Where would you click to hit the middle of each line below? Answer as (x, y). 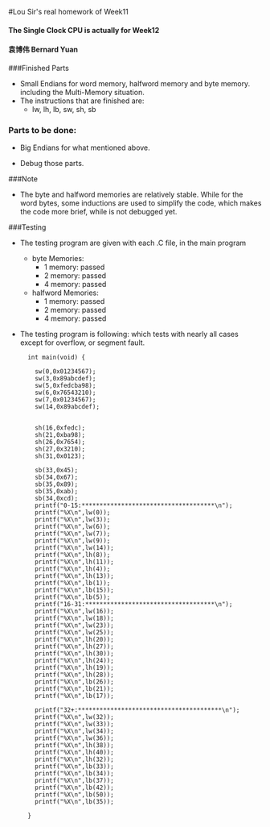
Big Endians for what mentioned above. (85, 148)
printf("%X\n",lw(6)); (73, 527)
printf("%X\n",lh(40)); (74, 753)
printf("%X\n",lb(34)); (74, 774)
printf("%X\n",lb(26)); (74, 682)
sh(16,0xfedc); (60, 428)
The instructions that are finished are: (82, 101)
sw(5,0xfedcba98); (65, 386)
